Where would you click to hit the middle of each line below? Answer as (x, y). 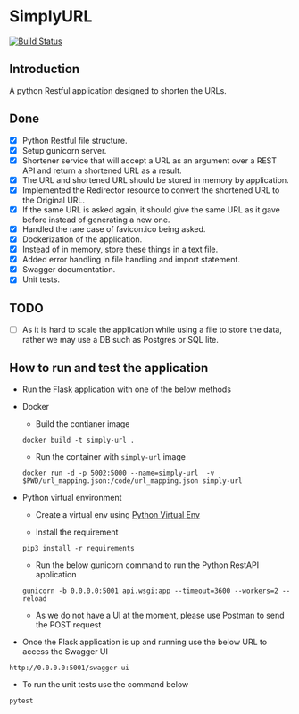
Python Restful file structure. (75, 140)
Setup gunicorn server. (64, 150)
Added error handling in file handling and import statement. (131, 260)
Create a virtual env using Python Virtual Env (118, 515)
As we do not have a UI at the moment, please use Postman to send (160, 615)
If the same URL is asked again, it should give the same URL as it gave (151, 209)
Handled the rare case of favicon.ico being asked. (114, 228)
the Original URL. (54, 200)
